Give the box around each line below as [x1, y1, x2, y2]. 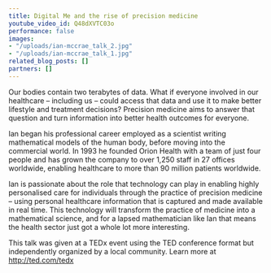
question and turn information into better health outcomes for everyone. [8, 113, 250, 123]
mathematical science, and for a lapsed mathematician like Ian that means [8, 213, 256, 223]
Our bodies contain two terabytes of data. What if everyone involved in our [8, 87, 259, 97]
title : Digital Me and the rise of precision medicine [8, 11, 199, 20]
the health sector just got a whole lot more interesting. [8, 222, 190, 232]
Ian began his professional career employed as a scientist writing [8, 128, 226, 138]
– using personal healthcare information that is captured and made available [8, 196, 263, 206]
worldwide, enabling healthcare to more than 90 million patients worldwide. [8, 163, 261, 173]
